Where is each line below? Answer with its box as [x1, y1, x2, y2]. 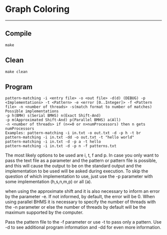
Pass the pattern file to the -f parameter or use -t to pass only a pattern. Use [5, 219, 162, 225]
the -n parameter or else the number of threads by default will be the [5, 204, 146, 210]
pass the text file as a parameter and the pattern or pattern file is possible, [5, 157, 158, 163]
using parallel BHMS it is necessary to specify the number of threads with [5, 199, 156, 205]
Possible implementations [5, 109, 59, 114]
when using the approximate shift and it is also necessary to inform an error [5, 188, 160, 194]
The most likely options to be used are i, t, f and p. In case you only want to [5, 153, 159, 158]
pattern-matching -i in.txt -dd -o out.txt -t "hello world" [5, 135, 135, 140]
